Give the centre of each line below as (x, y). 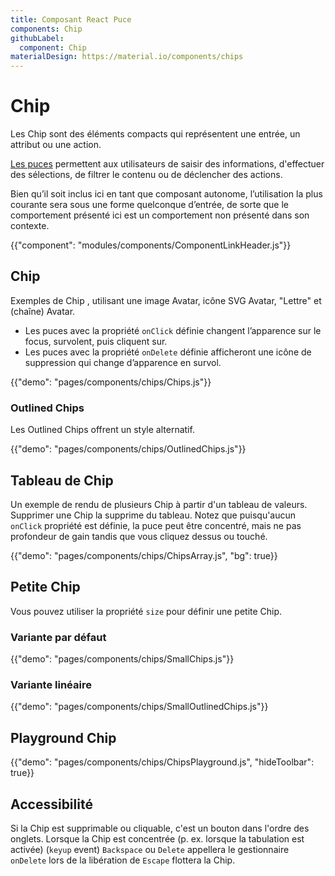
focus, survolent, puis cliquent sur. (96, 341)
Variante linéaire (51, 685)
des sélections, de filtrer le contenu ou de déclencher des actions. (146, 175)
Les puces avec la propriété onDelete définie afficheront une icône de (168, 352)
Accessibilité (51, 804)
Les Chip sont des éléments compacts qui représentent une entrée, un (155, 134)
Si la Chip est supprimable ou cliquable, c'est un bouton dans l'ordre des (160, 828)
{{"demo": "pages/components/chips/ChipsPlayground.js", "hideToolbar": (162, 762)
